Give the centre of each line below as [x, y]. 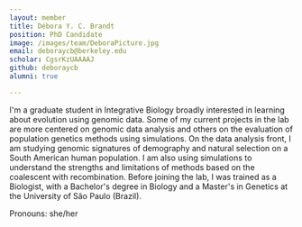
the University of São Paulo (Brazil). [76, 195]
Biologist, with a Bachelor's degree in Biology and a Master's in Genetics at [149, 186]
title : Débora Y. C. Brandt [62, 26]
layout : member [38, 18]
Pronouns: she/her [44, 213]
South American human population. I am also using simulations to [131, 158]
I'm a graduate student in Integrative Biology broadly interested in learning [147, 110]
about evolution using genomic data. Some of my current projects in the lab [150, 119]
